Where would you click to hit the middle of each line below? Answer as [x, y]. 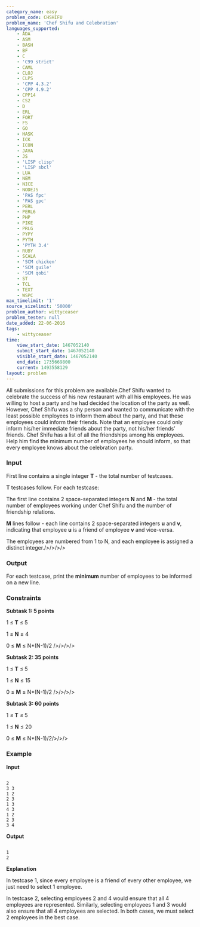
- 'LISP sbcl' [34, 167]
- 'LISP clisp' [36, 162]
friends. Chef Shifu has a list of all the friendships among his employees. [96, 435]
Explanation [21, 868]
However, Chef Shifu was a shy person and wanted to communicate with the [100, 409]
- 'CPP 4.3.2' [34, 84]
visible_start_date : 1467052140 [57, 356]
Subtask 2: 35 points [32, 657]
